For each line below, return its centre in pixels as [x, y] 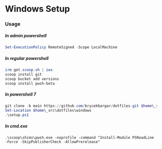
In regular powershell [27, 58]
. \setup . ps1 [17, 115]
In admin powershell [26, 35]
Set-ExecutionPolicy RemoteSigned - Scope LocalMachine [61, 47]
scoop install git [23, 74]
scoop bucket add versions [32, 79]
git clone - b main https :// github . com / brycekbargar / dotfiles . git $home [78, 106]
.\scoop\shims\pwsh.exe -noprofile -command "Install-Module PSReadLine [80, 137]
